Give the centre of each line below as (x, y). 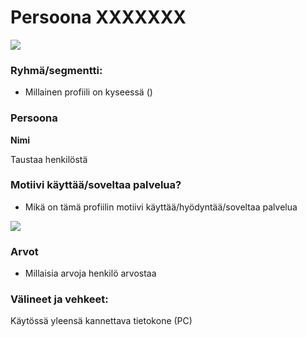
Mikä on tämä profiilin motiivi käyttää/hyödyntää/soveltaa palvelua (161, 207)
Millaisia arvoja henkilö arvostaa (90, 273)
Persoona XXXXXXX (98, 17)
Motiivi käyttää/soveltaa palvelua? (96, 185)
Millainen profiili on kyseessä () (88, 92)
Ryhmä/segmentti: (56, 70)
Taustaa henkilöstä (49, 159)
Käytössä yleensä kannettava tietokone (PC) (101, 321)
